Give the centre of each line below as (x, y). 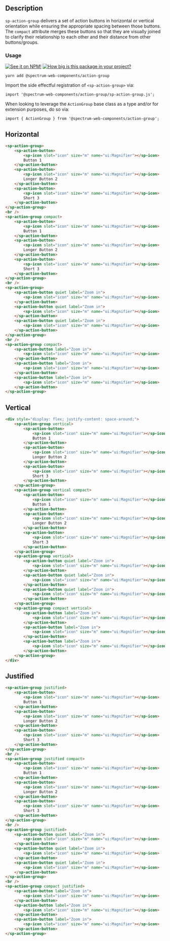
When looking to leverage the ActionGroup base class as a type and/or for (82, 104)
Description (24, 8)
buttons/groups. (22, 42)
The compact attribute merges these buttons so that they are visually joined (83, 31)
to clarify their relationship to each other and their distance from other (78, 37)
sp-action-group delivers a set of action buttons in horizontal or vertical (80, 20)
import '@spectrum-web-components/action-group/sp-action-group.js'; (80, 95)
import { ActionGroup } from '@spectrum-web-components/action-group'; (82, 119)
